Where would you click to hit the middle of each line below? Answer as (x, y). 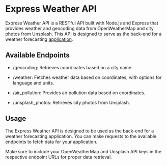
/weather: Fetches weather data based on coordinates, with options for (87, 77)
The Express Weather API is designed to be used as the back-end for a (80, 131)
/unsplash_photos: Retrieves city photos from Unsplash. (71, 102)
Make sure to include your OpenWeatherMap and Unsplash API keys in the (83, 151)
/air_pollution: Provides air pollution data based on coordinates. (79, 93)
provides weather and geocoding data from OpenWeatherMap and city (79, 28)
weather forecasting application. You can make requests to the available (81, 136)
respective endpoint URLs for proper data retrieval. (59, 157)
